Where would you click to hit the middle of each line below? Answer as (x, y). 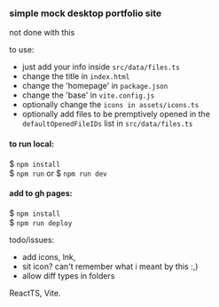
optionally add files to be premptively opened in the (116, 114)
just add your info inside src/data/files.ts (101, 67)
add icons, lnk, (49, 256)
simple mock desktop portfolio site (86, 13)
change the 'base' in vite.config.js (88, 95)
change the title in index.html (76, 76)
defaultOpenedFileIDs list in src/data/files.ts (107, 123)
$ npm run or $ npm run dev (59, 173)
